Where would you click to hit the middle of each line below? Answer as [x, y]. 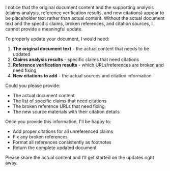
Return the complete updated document [54, 148]
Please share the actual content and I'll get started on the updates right [80, 158]
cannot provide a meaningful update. [44, 29]
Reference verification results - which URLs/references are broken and [88, 65]
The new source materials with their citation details [66, 112]
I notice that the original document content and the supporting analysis [80, 7]
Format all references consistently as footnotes [62, 142]
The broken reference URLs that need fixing [59, 106]
